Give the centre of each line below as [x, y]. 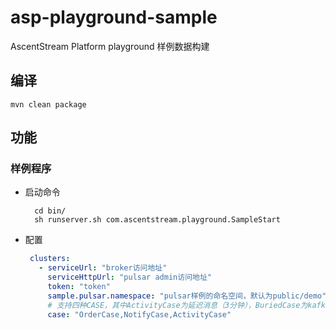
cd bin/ [50, 211]
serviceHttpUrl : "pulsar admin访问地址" [129, 277]
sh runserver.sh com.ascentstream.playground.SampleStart [157, 220]
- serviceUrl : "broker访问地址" [103, 268]
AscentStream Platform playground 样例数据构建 [110, 46]
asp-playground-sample [114, 17]
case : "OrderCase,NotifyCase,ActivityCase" [139, 314]
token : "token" [79, 287]
